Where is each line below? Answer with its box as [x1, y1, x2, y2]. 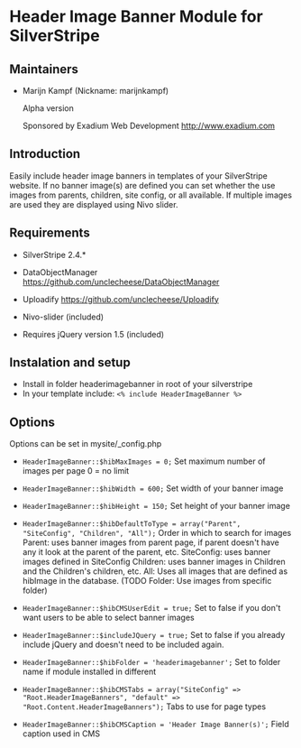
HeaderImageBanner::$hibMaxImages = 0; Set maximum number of [22, 456, 266, 466]
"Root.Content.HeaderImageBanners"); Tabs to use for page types [22, 701, 267, 712]
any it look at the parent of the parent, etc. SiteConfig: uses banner [22, 547, 271, 558]
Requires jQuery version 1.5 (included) [22, 328, 165, 339]
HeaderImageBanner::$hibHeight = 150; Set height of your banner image [22, 501, 291, 512]
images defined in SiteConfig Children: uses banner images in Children [22, 557, 286, 568]
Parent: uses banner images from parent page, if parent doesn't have [22, 537, 279, 548]
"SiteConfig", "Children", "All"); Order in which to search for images [22, 528, 292, 539]
